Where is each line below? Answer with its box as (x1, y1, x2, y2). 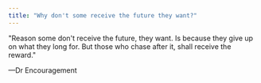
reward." (8, 50, 37, 59)
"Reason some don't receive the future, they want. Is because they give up (8, 33, 253, 43)
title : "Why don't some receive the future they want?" (8, 11, 197, 20)
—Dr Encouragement (8, 65, 77, 75)
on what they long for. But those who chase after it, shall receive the (8, 41, 232, 51)
